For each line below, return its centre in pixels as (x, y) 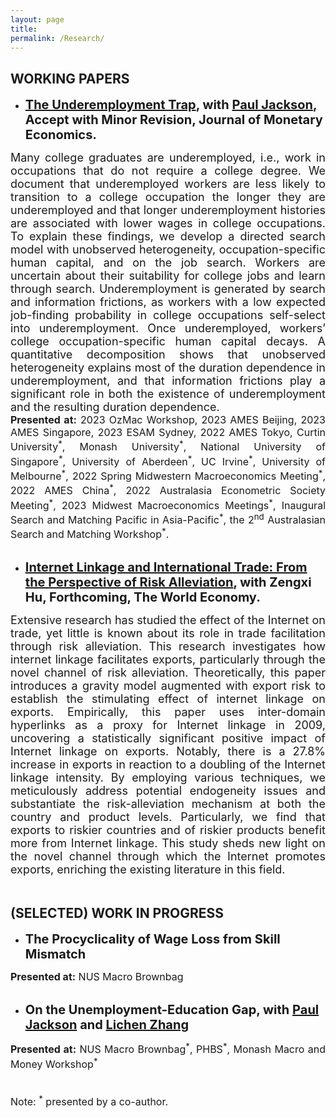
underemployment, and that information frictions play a (168, 381)
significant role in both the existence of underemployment (168, 394)
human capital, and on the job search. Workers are (168, 263)
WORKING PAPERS (70, 78)
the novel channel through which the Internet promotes (168, 856)
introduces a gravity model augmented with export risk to (168, 686)
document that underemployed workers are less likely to (168, 184)
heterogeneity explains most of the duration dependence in (168, 368)
